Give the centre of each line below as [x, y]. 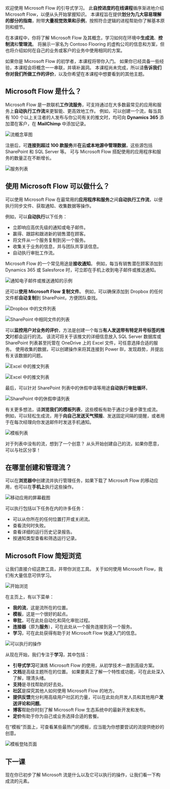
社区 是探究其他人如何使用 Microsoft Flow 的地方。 [65, 691]
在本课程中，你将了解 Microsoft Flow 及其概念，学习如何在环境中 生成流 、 [82, 38]
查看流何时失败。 [30, 526]
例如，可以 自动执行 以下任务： [36, 216]
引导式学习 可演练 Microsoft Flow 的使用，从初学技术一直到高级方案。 [85, 665]
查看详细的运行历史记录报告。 [44, 532]
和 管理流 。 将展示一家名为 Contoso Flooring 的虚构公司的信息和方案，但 [90, 44]
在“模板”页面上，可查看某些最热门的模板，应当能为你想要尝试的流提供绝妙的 [85, 727]
